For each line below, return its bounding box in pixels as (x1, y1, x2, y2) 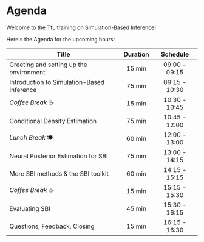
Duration (123, 50, 150, 59)
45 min (126, 204, 147, 213)
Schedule (160, 50, 189, 59)
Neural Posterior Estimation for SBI (9, 152, 108, 160)
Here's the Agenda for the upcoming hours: (6, 35, 115, 43)
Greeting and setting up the (9, 60, 87, 69)
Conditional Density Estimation (9, 116, 97, 125)
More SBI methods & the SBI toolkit (9, 169, 109, 177)
